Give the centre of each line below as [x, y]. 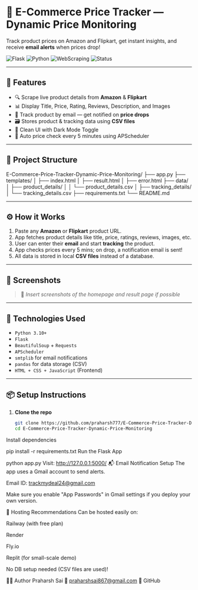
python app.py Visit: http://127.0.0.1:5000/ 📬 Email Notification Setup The [95, 463]
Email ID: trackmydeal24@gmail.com [51, 483]
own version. [22, 500]
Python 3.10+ [31, 333]
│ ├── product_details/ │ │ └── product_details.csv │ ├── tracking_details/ [99, 187]
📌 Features [26, 83]
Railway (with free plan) [35, 523]
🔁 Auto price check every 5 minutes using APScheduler [82, 136]
